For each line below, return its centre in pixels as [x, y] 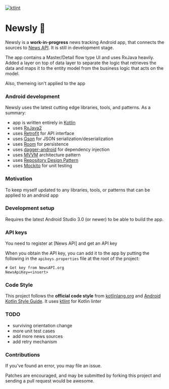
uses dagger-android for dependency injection [61, 150]
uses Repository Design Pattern [45, 160]
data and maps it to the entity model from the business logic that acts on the [84, 68]
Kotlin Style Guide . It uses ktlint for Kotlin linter [53, 301]
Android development [33, 96]
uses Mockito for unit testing [42, 166]
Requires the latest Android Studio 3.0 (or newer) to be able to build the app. [84, 219]
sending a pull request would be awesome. [50, 381]
